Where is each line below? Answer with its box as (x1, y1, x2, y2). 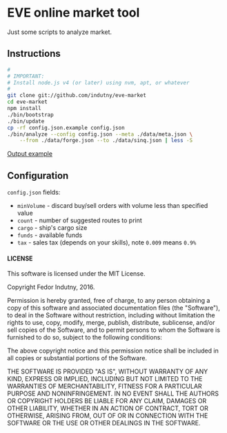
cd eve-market (7, 98, 48, 105)
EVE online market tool (7, 5, 140, 21)
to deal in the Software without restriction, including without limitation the (7, 311, 215, 319)
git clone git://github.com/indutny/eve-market (7, 92, 147, 99)
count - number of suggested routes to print (17, 216, 143, 224)
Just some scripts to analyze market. (7, 28, 112, 36)
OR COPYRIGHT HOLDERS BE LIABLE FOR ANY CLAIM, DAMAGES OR (7, 397, 207, 405)
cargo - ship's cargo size (17, 224, 88, 232)
